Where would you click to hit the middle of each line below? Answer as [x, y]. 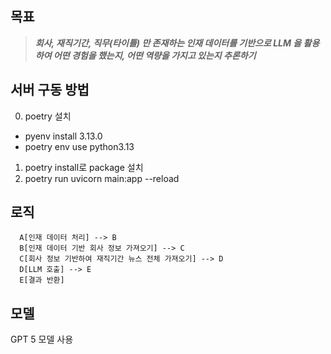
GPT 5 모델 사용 [42, 339]
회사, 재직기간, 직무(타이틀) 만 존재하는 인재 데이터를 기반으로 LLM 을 [168, 43]
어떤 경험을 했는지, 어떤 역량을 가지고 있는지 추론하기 [155, 55]
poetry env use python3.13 [79, 146]
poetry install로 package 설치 [84, 167]
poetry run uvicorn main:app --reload [102, 178]
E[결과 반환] [42, 280]
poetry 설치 [48, 116]
